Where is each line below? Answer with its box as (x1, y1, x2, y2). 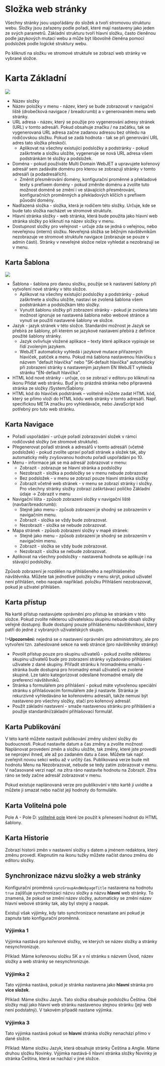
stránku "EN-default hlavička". (19, 370, 81, 375)
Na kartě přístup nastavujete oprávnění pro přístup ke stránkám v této (5, 611, 146, 617)
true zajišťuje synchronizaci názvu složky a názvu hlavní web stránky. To (5, 890, 154, 895)
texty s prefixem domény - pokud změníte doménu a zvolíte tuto (19, 181, 150, 187)
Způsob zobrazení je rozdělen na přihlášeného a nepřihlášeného (5, 568, 135, 574)
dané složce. (5, 1036, 31, 1041)
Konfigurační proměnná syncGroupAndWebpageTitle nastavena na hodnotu (5, 885, 153, 891)
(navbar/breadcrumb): (12, 501, 57, 507)
